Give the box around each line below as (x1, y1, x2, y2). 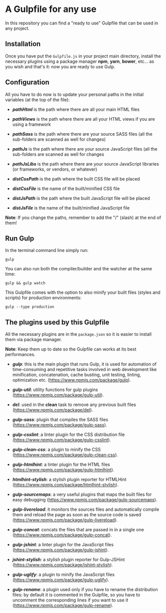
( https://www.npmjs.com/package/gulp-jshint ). (12, 547, 109, 553)
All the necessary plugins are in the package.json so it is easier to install (5, 331, 152, 337)
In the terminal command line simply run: (5, 247, 88, 253)
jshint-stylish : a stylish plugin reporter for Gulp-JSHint (12, 557, 125, 563)
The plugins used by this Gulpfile (5, 318, 109, 326)
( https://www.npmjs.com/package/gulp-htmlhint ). (12, 467, 114, 473)
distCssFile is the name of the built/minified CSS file (12, 186, 120, 192)
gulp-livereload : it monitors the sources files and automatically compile (12, 506, 160, 512)
